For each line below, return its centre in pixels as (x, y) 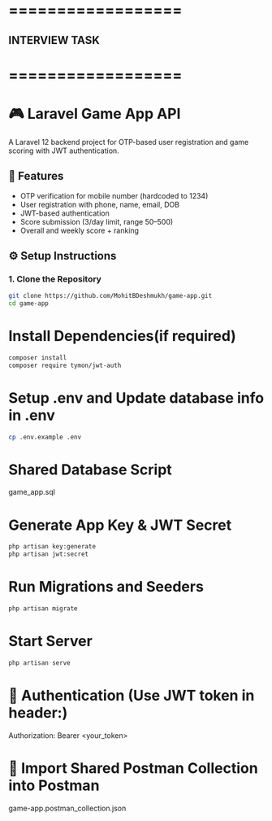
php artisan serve (39, 663)
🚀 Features (36, 176)
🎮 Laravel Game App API (95, 114)
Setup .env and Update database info (136, 397)
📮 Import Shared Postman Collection (133, 768)
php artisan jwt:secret (49, 554)
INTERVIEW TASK (54, 40)
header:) (38, 712)
